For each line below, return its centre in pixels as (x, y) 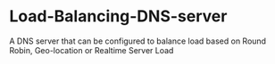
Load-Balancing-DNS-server (118, 16)
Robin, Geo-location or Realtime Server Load (92, 50)
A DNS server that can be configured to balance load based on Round (137, 41)
